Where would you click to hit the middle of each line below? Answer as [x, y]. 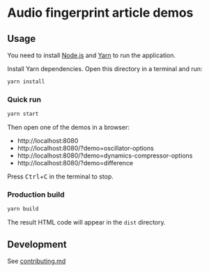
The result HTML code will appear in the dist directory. [86, 222]
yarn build [23, 209]
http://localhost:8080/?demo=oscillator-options [86, 149]
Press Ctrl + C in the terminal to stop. [60, 176]
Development [37, 244]
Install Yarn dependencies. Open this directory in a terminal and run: [105, 69]
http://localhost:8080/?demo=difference [75, 163]
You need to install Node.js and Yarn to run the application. [92, 55]
